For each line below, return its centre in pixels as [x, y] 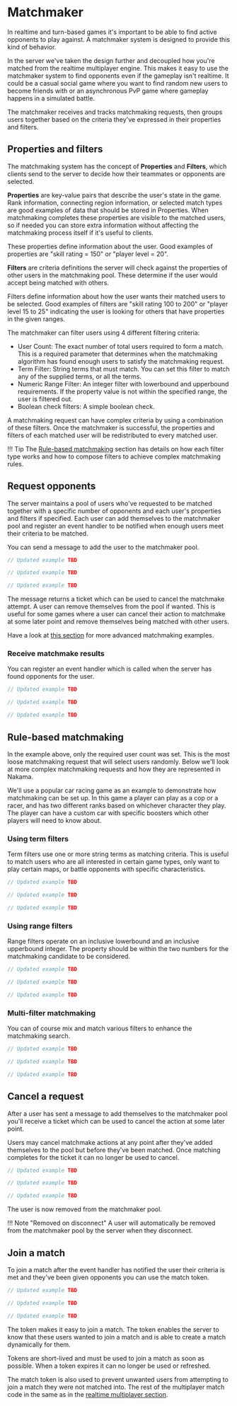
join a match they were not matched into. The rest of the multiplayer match [116, 1387]
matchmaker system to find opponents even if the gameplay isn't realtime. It [118, 76]
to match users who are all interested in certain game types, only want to [114, 862]
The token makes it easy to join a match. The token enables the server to [113, 1329]
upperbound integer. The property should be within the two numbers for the [118, 949]
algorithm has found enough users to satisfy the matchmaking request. [121, 361]
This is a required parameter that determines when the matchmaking [117, 354]
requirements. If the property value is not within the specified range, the [122, 391]
